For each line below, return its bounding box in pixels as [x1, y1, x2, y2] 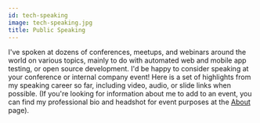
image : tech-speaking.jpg [8, 19, 92, 27]
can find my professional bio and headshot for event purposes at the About [8, 97, 251, 107]
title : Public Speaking [8, 26, 86, 34]
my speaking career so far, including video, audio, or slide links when [8, 81, 231, 90]
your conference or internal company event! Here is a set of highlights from [8, 72, 251, 82]
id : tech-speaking [8, 11, 68, 20]
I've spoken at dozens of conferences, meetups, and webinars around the [8, 48, 247, 57]
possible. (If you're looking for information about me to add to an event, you [8, 89, 252, 99]
